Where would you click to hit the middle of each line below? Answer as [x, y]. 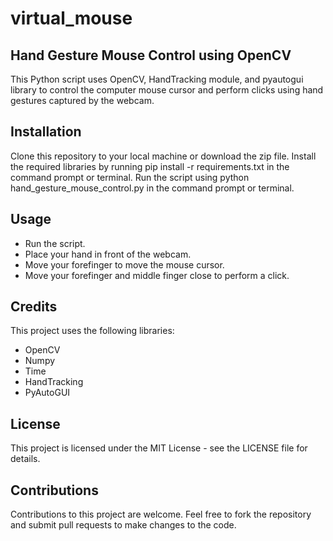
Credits [34, 307]
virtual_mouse [71, 18]
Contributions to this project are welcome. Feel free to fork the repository [161, 514]
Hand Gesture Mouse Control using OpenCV [151, 55]
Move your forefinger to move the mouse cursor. [124, 264]
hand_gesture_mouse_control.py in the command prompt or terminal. [152, 188]
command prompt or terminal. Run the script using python [130, 177]
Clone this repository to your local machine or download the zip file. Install [163, 156]
